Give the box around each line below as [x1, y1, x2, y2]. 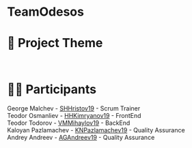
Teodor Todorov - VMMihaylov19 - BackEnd [7, 119, 131, 127]
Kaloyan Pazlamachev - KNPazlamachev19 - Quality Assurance [7, 126, 186, 134]
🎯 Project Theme [7, 35, 103, 51]
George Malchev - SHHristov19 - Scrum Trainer [7, 104, 141, 113]
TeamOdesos [7, 4, 84, 20]
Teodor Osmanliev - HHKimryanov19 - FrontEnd [7, 112, 141, 120]
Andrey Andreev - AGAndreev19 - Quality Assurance [7, 134, 155, 142]
